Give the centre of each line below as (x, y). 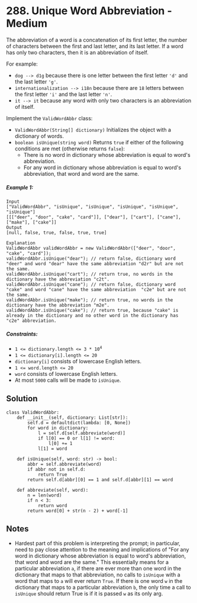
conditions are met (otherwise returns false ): (70, 149)
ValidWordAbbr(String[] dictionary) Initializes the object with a (93, 130)
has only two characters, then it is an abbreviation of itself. (77, 52)
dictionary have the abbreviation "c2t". (58, 279)
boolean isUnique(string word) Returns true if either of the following (99, 142)
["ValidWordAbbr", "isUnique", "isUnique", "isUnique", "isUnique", (92, 207)
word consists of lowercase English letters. (66, 373)
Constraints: (22, 334)
